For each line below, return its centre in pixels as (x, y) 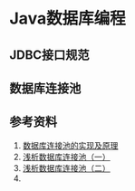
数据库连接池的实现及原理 (70, 145)
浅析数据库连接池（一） (66, 157)
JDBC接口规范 (49, 55)
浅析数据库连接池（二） (66, 167)
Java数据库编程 (67, 19)
